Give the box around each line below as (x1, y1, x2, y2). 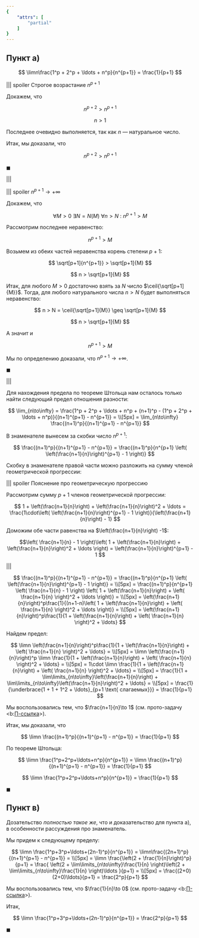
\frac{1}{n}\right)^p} (142, 854, 192, 861)
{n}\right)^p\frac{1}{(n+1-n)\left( (17, 599, 97, 606)
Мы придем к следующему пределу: (6, 836, 100, 843)
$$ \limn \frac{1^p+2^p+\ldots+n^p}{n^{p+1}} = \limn (17, 756, 147, 763)
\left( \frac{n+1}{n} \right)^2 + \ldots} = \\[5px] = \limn (15, 647, 147, 655)
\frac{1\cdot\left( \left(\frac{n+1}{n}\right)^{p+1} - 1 (9, 509, 134, 516)
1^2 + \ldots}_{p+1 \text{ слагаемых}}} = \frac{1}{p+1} (60, 685, 192, 693)
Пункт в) (6, 803, 40, 813)
